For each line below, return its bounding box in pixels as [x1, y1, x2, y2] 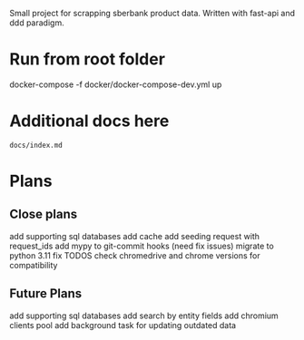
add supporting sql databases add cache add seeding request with [9, 230, 260, 241]
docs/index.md [9, 141, 64, 150]
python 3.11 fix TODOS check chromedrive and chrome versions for [9, 249, 260, 261]
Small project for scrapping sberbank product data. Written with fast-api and [9, 8, 296, 18]
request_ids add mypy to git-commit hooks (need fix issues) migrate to [9, 240, 274, 251]
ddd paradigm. [9, 17, 65, 28]
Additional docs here [9, 111, 170, 131]
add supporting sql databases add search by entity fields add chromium [9, 310, 279, 321]
